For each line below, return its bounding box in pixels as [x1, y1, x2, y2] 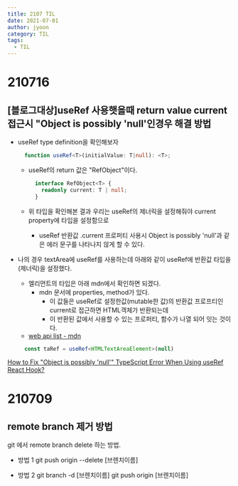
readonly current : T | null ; [41, 186, 128, 194]
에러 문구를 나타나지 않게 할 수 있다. [46, 240, 146, 248]
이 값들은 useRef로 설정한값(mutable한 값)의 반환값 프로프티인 [49, 297, 224, 305]
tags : [7, 37, 23, 44]
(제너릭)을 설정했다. [17, 264, 72, 273]
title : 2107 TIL [7, 10, 55, 18]
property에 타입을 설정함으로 [28, 216, 109, 224]
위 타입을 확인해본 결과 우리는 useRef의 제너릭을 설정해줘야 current [28, 207, 217, 216]
